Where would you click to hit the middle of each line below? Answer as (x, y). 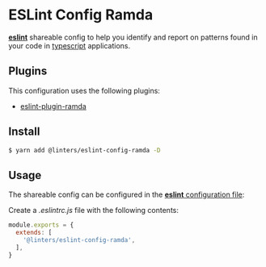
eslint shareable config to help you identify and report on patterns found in (133, 37)
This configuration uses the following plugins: (84, 90)
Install (24, 132)
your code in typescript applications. (70, 45)
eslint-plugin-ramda (53, 106)
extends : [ (34, 233)
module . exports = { (41, 225)
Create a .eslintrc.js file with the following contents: (94, 211)
